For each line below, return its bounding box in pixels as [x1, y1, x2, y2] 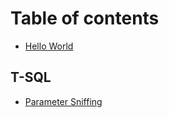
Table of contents [10, 7, 160, 30]
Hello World [24, 40, 74, 52]
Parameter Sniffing [24, 95, 103, 107]
